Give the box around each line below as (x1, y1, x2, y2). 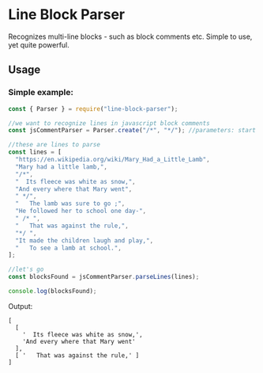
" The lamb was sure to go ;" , (15, 200, 126, 207)
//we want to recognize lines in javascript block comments (8, 119, 211, 128)
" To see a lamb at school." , (15, 244, 122, 252)
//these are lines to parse (8, 141, 101, 149)
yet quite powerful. (8, 40, 70, 49)
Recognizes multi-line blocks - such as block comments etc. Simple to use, (8, 32, 253, 41)
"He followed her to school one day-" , (15, 207, 147, 215)
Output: (8, 301, 33, 310)
